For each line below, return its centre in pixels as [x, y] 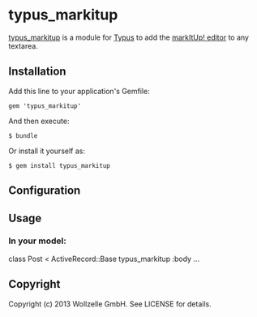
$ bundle [23, 135]
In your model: [37, 241]
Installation [37, 72]
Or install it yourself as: [47, 151]
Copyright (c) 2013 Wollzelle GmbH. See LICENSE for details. [110, 304]
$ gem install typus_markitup [60, 165]
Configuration [45, 191]
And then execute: [39, 121]
